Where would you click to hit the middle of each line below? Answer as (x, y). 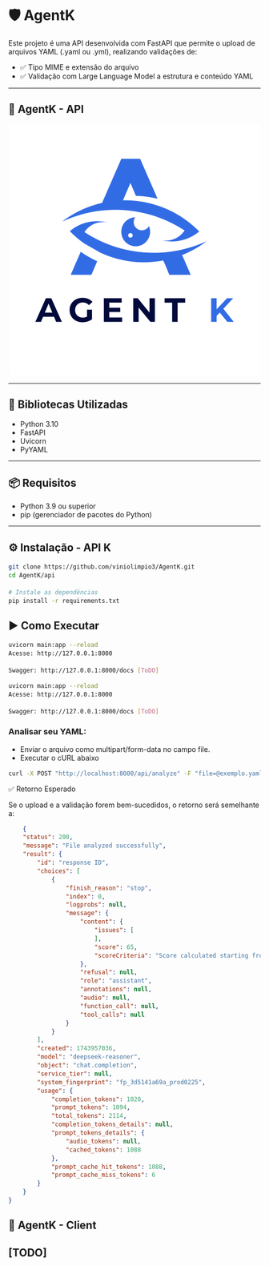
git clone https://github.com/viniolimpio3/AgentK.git (102, 567)
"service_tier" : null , (75, 1074)
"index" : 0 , (85, 896)
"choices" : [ (59, 871)
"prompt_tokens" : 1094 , (90, 1107)
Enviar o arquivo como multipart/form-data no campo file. (115, 749)
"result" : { (42, 854)
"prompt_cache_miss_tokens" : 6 (103, 1175)
